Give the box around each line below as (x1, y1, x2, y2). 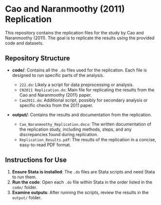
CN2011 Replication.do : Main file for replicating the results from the (19, 86, 155, 93)
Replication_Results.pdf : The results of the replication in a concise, (19, 137, 157, 142)
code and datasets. (5, 40, 44, 46)
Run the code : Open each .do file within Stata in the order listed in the (12, 179, 152, 185)
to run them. (12, 174, 37, 180)
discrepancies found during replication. (19, 131, 98, 137)
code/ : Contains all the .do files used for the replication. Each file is (12, 67, 147, 73)
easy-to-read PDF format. (19, 142, 72, 148)
